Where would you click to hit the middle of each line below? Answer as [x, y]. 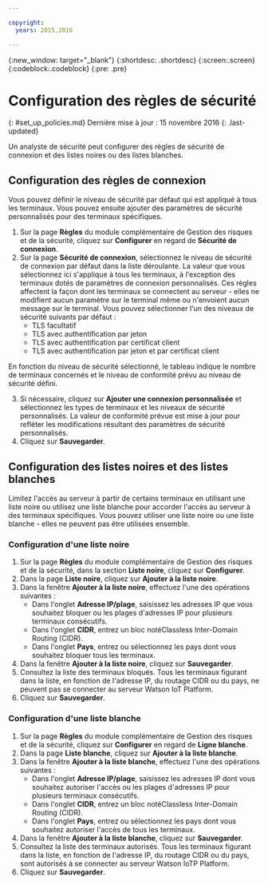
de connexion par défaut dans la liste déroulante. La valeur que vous [132, 266]
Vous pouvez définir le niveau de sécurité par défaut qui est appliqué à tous [132, 200]
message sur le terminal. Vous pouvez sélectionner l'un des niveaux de [137, 309]
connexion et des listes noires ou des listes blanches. [96, 155]
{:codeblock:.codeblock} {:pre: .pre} [68, 68]
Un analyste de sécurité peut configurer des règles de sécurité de [116, 147]
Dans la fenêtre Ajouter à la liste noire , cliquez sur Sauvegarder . [126, 664]
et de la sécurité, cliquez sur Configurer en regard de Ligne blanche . [134, 744]
